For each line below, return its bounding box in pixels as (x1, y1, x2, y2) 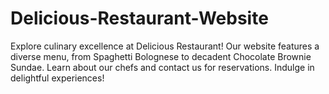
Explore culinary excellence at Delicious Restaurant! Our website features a (10, 40, 320, 52)
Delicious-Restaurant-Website (10, 7, 269, 30)
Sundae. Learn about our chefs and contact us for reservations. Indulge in (10, 61, 315, 73)
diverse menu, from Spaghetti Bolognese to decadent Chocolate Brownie (10, 50, 312, 62)
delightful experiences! (10, 72, 105, 84)
